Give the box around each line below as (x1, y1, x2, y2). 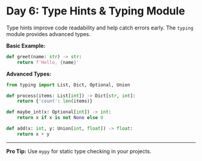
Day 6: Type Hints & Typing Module (6, 4, 185, 18)
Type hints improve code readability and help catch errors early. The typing (6, 24, 194, 31)
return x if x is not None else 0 (17, 115, 103, 121)
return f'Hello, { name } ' (17, 59, 79, 65)
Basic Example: (6, 42, 46, 49)
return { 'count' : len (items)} (17, 98, 93, 105)
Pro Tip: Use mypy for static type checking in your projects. (6, 147, 151, 154)
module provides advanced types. (6, 30, 91, 37)
